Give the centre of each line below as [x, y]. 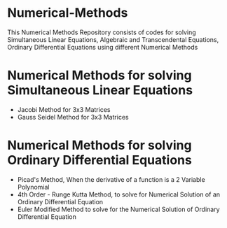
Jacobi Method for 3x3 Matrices [64, 109]
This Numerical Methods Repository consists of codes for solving [102, 32]
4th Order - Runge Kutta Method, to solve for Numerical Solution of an [119, 194]
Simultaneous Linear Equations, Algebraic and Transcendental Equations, [113, 39]
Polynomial [33, 187]
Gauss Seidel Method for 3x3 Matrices [73, 117]
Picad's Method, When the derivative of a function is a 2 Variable [111, 179]
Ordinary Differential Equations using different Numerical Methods [103, 47]
